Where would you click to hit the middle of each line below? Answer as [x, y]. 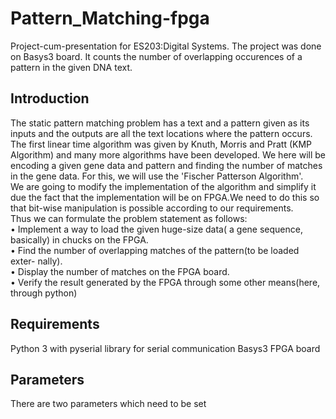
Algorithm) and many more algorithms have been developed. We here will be [168, 154]
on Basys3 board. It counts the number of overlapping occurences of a [156, 56]
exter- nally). [36, 261]
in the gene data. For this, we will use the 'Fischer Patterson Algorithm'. [157, 176]
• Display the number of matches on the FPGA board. [120, 271]
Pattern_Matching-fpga [110, 18]
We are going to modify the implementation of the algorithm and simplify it [163, 186]
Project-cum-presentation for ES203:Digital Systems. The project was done [166, 46]
